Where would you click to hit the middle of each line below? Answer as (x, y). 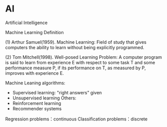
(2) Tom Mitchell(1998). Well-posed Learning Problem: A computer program (83, 57)
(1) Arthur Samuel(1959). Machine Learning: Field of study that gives (76, 42)
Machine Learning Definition (34, 32)
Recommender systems (37, 108)
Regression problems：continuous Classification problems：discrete (76, 119)
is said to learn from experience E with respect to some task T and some (80, 62)
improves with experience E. (35, 73)
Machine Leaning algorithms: (35, 83)
